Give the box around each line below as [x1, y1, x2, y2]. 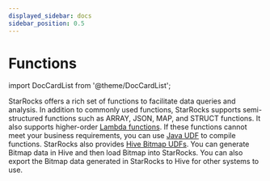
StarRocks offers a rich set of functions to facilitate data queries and [8, 96, 236, 106]
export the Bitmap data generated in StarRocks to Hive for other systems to [8, 157, 259, 166]
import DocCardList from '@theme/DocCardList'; [8, 81, 171, 90]
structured [8, 114, 44, 124]
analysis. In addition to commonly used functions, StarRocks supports [8, 105, 241, 115]
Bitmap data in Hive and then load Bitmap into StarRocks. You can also [8, 148, 243, 158]
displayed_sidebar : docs [8, 11, 92, 20]
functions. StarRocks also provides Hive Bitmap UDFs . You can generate [8, 139, 250, 149]
